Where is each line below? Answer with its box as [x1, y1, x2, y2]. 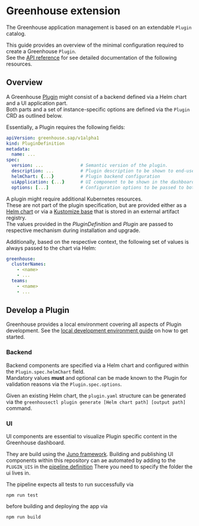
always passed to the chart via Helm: [6, 244, 97, 251]
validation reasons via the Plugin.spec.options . [6, 380, 123, 388]
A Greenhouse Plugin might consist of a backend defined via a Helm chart [6, 93, 187, 100]
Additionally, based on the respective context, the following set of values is [6, 238, 190, 245]
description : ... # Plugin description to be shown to [11, 168, 174, 174]
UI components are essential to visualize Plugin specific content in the [6, 433, 178, 440]
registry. [6, 214, 27, 221]
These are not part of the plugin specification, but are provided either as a [6, 201, 187, 208]
